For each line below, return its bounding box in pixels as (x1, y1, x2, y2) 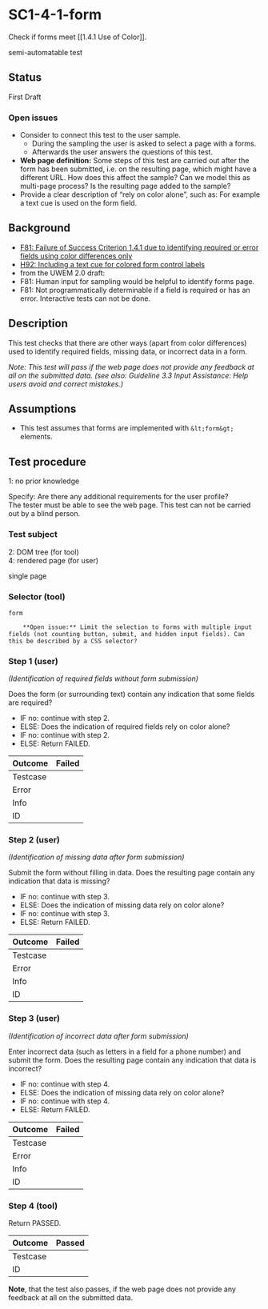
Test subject (8, 529, 58, 540)
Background (8, 222, 70, 235)
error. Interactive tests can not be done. (19, 294, 150, 303)
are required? (8, 698, 53, 707)
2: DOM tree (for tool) (8, 546, 79, 557)
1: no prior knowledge (8, 476, 80, 486)
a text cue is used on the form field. (19, 198, 138, 208)
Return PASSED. (8, 1219, 62, 1228)
